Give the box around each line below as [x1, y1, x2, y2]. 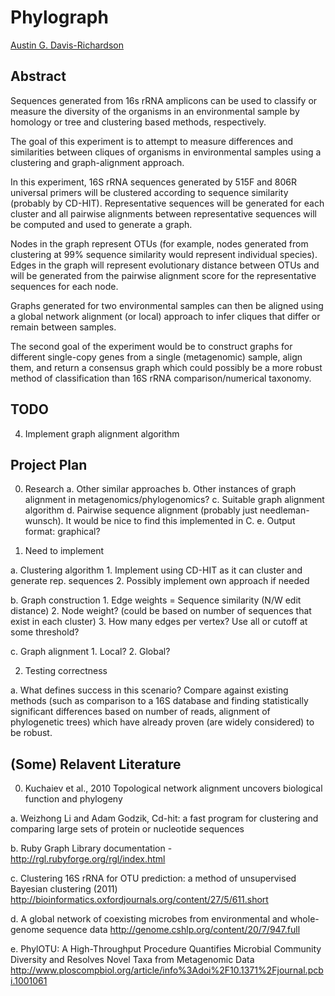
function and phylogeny [24, 793, 123, 805]
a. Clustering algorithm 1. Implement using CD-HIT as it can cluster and [10, 564, 303, 576]
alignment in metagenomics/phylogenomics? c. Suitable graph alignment [24, 494, 325, 506]
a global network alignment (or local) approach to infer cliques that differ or [10, 310, 321, 322]
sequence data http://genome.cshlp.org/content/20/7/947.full [46, 924, 301, 936]
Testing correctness [24, 665, 108, 677]
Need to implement [24, 545, 105, 557]
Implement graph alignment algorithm [24, 427, 180, 440]
